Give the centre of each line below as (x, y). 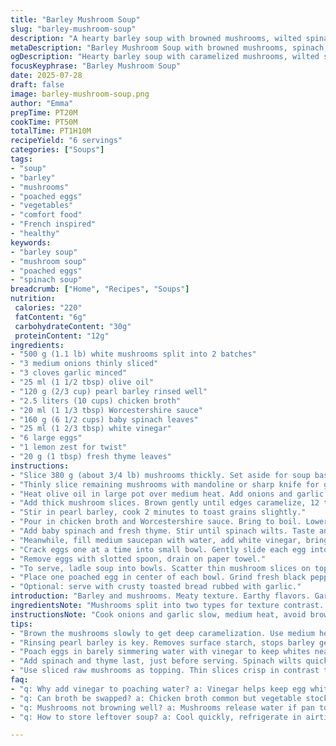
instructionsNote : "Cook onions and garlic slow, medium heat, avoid (158, 614)
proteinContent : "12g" (62, 336)
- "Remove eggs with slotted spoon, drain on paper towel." (138, 559)
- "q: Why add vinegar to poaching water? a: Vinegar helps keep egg (158, 689)
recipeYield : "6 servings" (66, 141)
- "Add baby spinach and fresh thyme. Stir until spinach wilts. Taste (162, 531)
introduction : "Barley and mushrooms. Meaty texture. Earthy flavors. (160, 596)
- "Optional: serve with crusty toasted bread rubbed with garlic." (156, 587)
